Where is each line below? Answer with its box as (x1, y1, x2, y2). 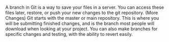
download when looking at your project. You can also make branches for (5, 26, 158, 32)
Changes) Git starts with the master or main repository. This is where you (5, 15, 159, 21)
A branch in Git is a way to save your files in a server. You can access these (5, 5, 164, 10)
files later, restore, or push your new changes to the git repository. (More (5, 10, 158, 16)
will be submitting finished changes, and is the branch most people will (5, 20, 155, 26)
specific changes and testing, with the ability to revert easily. (5, 31, 133, 37)
